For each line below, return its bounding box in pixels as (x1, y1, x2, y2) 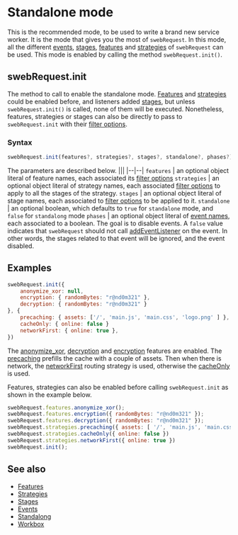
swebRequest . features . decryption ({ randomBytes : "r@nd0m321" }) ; (7, 417, 204, 424)
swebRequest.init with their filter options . (7, 120, 127, 128)
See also (7, 463, 46, 475)
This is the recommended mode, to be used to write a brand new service (7, 28, 220, 36)
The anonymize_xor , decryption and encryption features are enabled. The (7, 347, 222, 355)
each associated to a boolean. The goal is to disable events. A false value (7, 219, 223, 227)
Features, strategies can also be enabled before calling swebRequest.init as (7, 383, 229, 391)
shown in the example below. (7, 390, 92, 399)
